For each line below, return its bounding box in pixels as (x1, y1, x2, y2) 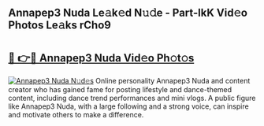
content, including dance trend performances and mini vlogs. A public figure (8, 94, 256, 102)
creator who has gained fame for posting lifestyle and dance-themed (8, 85, 232, 94)
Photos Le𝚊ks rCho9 (8, 19, 112, 32)
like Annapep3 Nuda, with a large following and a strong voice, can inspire (8, 102, 250, 111)
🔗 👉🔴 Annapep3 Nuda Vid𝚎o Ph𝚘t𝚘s (8, 51, 195, 65)
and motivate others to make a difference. (8, 110, 144, 119)
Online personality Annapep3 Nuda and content (95, 76, 251, 85)
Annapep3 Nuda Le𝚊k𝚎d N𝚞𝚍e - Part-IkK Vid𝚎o (8, 6, 248, 20)
